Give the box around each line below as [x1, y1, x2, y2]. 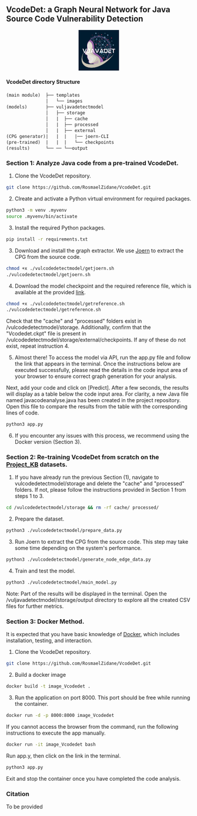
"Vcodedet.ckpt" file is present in [6, 330, 86, 337]
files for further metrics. [6, 603, 64, 610]
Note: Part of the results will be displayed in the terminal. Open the [6, 590, 167, 597]
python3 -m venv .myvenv [6, 208, 67, 213]
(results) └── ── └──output [6, 146, 88, 152]
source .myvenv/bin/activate [6, 213, 78, 220]
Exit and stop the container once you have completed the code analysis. [6, 775, 181, 782]
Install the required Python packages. [14, 224, 106, 231]
